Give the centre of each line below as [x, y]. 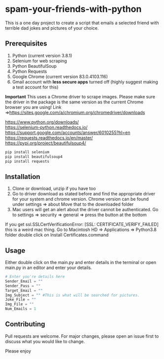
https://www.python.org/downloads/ [42, 122]
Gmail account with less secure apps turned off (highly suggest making [85, 82]
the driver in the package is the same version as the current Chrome [74, 102]
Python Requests [30, 71]
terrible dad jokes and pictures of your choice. [52, 28]
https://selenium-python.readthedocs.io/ [46, 127]
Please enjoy [18, 351]
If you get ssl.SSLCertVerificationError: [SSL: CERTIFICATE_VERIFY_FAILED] [82, 224]
